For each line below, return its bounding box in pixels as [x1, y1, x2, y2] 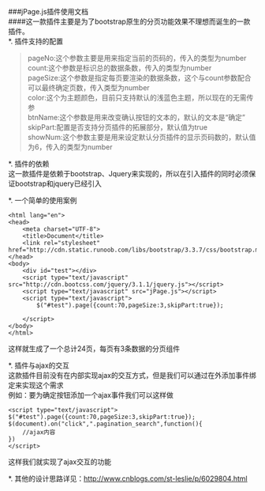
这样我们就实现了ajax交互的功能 [8, 457, 112, 466]
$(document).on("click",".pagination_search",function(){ [8, 420, 203, 428]
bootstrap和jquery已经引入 [14, 179, 103, 188]
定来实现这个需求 [8, 380, 64, 390]
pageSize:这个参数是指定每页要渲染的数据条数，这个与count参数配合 [27, 74, 252, 82]
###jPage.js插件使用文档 [8, 7, 89, 16]
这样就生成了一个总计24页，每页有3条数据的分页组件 [8, 344, 181, 353]
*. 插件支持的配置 [8, 36, 64, 46]
